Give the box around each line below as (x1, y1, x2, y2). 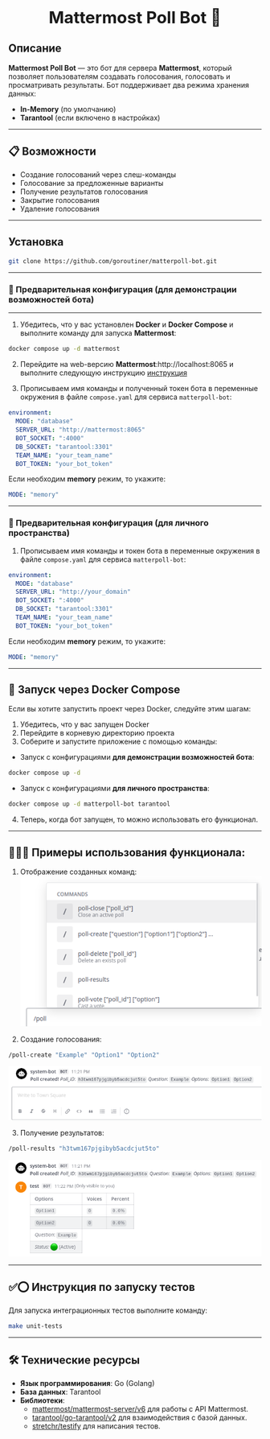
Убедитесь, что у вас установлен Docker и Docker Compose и (19, 320, 234, 329)
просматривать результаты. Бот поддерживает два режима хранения (8, 80, 250, 89)
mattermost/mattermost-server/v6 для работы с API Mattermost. (31, 1404, 249, 1414)
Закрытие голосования (19, 196, 100, 205)
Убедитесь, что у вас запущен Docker (19, 719, 150, 729)
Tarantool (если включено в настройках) (19, 113, 161, 122)
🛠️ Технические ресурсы (8, 1353, 141, 1367)
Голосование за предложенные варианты (19, 179, 164, 188)
